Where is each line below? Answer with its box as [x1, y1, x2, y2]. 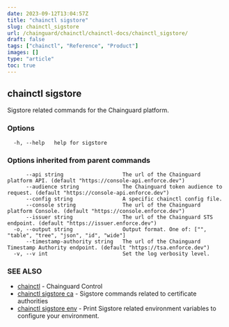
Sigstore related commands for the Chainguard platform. [7, 106, 169, 115]
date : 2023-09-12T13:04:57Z [7, 10, 89, 17]
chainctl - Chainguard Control [17, 282, 103, 291]
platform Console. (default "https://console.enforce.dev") [7, 208, 186, 215]
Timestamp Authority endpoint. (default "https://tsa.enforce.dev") [7, 244, 210, 251]
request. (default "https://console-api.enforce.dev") [7, 189, 170, 197]
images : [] [7, 49, 39, 56]
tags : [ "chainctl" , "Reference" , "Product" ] [7, 42, 139, 49]
